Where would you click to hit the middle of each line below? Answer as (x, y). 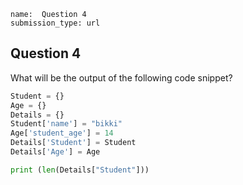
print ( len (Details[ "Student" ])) (80, 170)
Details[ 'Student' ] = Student (73, 143)
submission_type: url (55, 23)
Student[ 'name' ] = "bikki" (66, 124)
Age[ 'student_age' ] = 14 (62, 133)
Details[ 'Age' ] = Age (55, 152)
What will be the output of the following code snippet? (121, 77)
